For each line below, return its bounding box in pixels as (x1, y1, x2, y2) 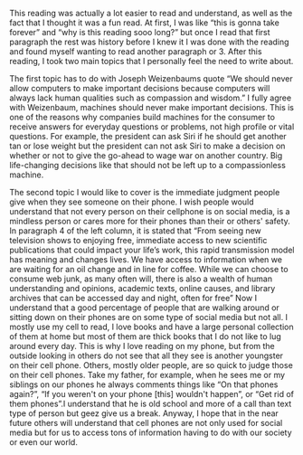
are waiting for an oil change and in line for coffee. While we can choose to (9, 264, 289, 274)
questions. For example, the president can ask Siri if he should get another (9, 131, 287, 141)
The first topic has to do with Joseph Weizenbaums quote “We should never (9, 73, 294, 84)
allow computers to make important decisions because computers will (9, 83, 270, 93)
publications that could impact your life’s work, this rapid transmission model (9, 244, 295, 255)
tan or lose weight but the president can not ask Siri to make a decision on (9, 140, 286, 151)
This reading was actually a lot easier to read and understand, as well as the (9, 8, 293, 18)
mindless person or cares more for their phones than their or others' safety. (9, 216, 291, 226)
